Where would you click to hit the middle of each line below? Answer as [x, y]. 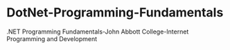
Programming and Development [52, 38]
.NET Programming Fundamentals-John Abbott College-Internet [98, 32]
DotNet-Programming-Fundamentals [115, 13]
